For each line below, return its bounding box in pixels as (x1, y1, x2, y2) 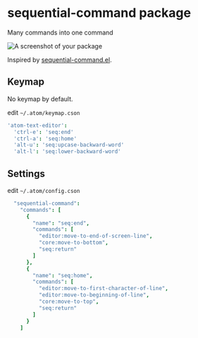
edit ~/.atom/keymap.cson (7, 108, 80, 117)
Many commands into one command (7, 28, 114, 37)
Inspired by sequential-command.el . (7, 55, 112, 64)
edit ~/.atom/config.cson (7, 186, 80, 194)
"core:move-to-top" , (38, 298, 99, 306)
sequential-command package (7, 5, 192, 21)
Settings (7, 168, 46, 180)
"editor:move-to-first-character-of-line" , (38, 285, 169, 292)
